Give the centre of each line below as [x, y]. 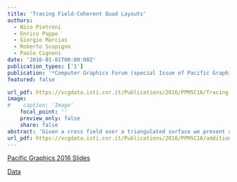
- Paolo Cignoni [37, 54]
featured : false [31, 79]
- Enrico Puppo [36, 34]
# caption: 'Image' [41, 105]
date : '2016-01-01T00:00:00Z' [52, 60]
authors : [20, 20]
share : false [39, 125]
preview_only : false [50, 119]
